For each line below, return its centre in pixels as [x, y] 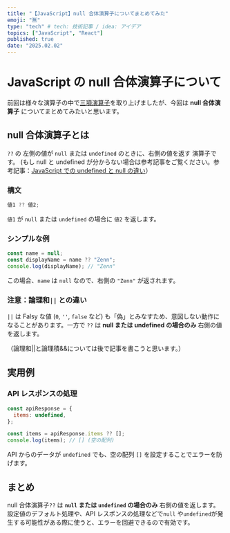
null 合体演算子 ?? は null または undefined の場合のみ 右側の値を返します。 [113, 505]
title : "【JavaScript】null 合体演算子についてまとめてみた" [88, 13]
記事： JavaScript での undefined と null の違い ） [82, 170]
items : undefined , [40, 415]
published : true [30, 39]
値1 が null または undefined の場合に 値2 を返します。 [84, 219]
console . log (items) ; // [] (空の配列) [61, 440]
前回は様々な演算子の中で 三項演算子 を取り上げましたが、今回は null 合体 [111, 102]
